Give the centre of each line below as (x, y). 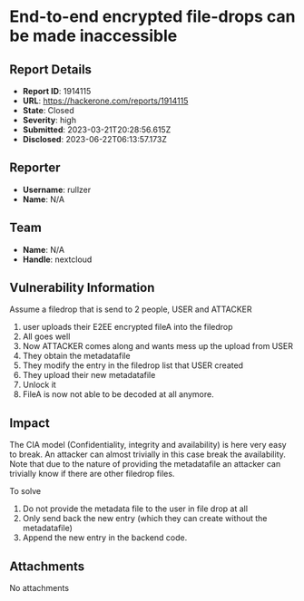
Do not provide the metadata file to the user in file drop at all (135, 509)
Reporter (35, 168)
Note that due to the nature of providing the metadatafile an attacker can (145, 464)
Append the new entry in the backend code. (105, 538)
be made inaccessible (93, 36)
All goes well (46, 336)
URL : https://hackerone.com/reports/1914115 (105, 101)
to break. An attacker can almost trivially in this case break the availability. (147, 454)
